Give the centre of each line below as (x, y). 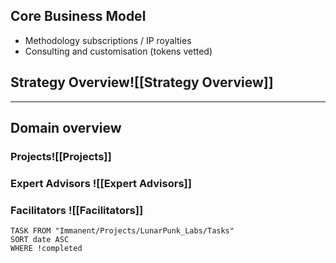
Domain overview (66, 128)
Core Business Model (78, 16)
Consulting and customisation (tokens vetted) (118, 51)
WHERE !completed (46, 249)
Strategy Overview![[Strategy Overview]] (142, 82)
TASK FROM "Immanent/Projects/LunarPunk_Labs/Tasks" (122, 231)
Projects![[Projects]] (61, 156)
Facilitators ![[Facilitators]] (77, 210)
